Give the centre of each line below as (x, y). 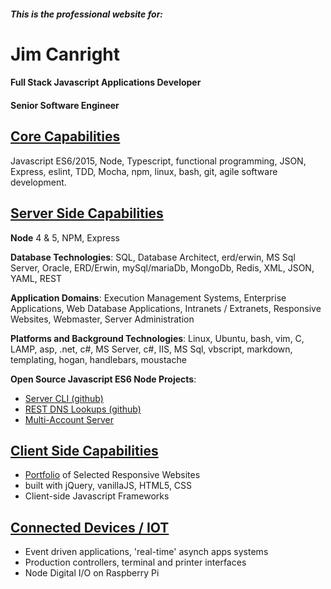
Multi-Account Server (69, 419)
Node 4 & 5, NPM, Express (65, 237)
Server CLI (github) (64, 398)
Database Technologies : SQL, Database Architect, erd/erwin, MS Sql (153, 257)
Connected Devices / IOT (90, 527)
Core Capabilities (65, 136)
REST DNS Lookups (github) (83, 409)
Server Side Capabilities (87, 213)
